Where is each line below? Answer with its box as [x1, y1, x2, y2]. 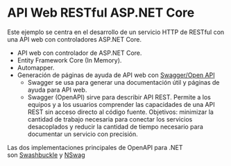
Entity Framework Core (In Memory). [17, 56, 122, 64]
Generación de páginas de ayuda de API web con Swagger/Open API [17, 71, 215, 79]
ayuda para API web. [27, 85, 87, 94]
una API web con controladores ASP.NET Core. [7, 35, 142, 43]
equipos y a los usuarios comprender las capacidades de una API [27, 100, 215, 108]
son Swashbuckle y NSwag [7, 151, 85, 159]
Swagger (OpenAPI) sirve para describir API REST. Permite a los [27, 92, 212, 101]
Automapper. [17, 63, 55, 72]
